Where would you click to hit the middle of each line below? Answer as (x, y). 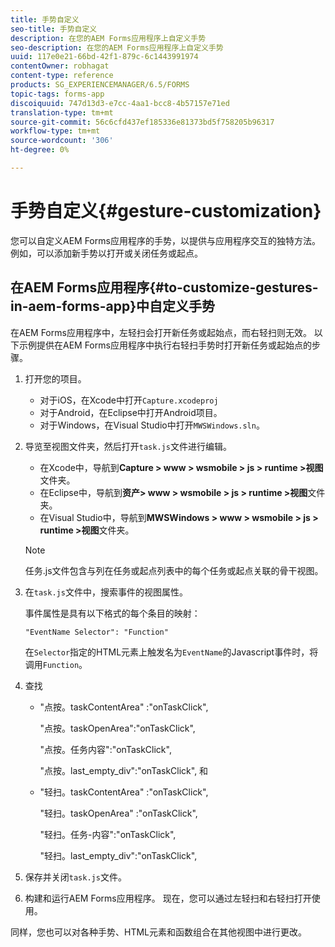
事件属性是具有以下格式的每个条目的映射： (112, 613)
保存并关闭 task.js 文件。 (75, 877)
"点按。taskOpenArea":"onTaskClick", (117, 728)
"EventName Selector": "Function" (96, 632)
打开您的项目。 (55, 378)
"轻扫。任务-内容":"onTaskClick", (108, 834)
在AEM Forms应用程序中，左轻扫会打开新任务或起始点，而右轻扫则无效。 (161, 332)
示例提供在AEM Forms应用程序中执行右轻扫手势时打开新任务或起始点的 (165, 345)
